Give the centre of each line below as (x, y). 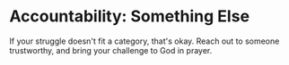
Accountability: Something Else (129, 16)
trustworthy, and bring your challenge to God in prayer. (111, 50)
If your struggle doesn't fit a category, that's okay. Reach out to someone (144, 41)
